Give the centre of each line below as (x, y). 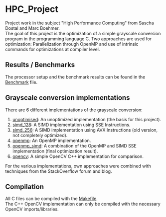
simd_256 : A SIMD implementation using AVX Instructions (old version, (85, 130)
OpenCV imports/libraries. (32, 209)
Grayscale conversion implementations (68, 98)
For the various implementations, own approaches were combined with (78, 166)
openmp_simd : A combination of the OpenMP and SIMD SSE (75, 145)
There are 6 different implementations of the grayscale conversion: (74, 110)
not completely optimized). (40, 135)
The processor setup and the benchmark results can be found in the (75, 77)
